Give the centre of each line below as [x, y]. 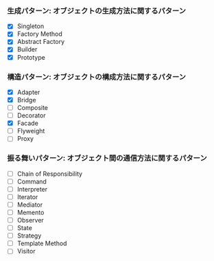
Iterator [27, 196]
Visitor [26, 251]
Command [32, 181]
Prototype [31, 57]
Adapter [28, 92]
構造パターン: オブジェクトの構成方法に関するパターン [97, 77]
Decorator [31, 115]
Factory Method [40, 34]
